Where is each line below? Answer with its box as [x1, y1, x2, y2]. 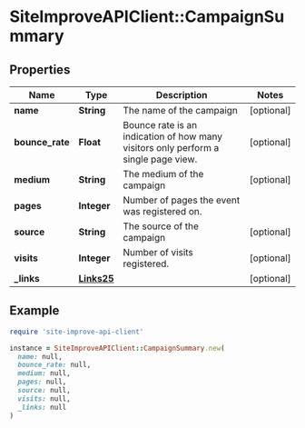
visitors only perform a [123, 142, 220, 154]
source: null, [17, 386, 71, 395]
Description [155, 89, 208, 101]
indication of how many [123, 130, 222, 143]
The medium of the [123, 168, 204, 180]
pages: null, [17, 377, 67, 387]
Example [9, 303, 60, 319]
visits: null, [17, 393, 71, 403]
